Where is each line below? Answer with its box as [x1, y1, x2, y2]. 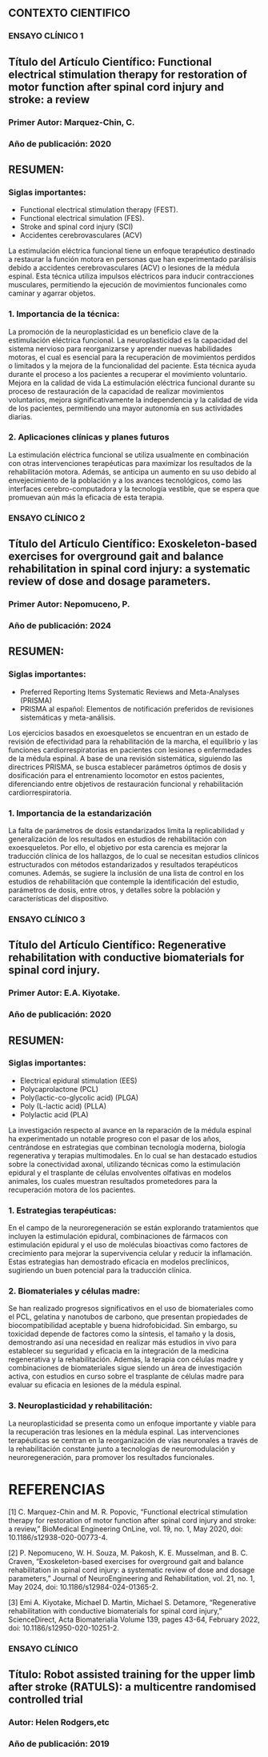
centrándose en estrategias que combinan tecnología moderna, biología [8, 1142, 246, 1152]
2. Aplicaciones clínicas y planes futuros [8, 431, 170, 443]
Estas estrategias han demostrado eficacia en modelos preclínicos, [8, 1257, 230, 1267]
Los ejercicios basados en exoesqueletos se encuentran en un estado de [8, 728, 250, 737]
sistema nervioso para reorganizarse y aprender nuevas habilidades [8, 343, 233, 353]
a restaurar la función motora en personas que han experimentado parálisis [8, 255, 257, 264]
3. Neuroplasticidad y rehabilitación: [8, 1400, 153, 1411]
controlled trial [8, 1692, 83, 1706]
